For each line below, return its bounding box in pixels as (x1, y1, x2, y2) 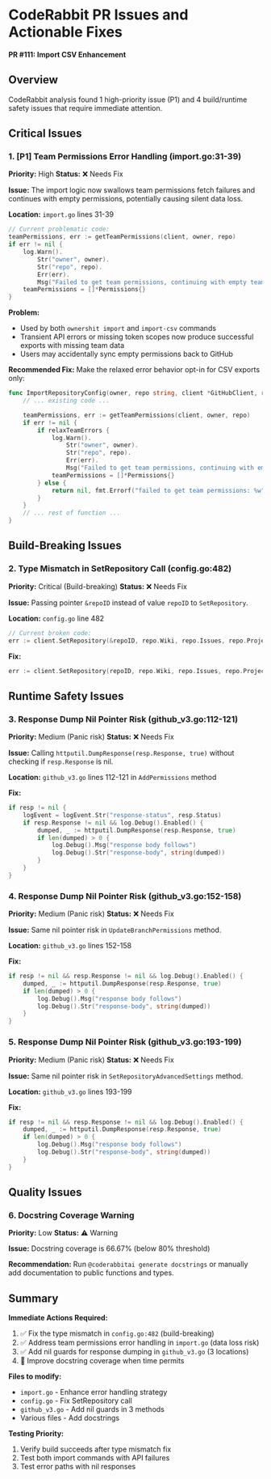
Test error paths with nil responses (19, 1462, 136, 1472)
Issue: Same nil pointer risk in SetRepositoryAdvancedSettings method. (8, 1070, 244, 1081)
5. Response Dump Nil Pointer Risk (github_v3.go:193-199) (8, 1036, 242, 1048)
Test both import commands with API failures (19, 1453, 170, 1463)
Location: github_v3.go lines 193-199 (8, 1087, 132, 1096)
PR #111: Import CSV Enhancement (8, 49, 127, 59)
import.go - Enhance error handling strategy (19, 1388, 168, 1397)
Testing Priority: (8, 1429, 65, 1439)
